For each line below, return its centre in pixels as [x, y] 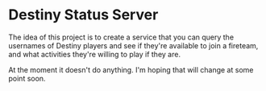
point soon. [27, 78]
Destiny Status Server [83, 15]
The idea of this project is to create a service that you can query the [121, 37]
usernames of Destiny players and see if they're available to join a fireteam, [133, 45]
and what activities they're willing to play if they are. [95, 54]
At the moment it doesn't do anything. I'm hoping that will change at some [131, 69]
